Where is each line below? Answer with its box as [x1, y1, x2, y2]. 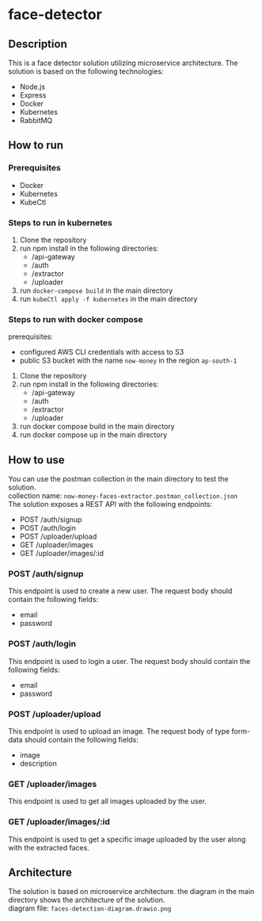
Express [19, 90, 47, 100]
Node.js [19, 82, 46, 91]
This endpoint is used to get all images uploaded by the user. [8, 796, 207, 806]
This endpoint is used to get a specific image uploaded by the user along [8, 835, 246, 844]
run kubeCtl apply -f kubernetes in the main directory [19, 294, 198, 303]
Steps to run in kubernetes [8, 217, 112, 228]
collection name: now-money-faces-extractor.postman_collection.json [8, 491, 238, 501]
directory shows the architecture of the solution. [8, 895, 165, 905]
